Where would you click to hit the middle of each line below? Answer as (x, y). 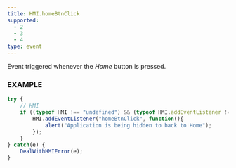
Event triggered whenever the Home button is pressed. (87, 66)
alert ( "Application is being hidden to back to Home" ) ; (128, 125)
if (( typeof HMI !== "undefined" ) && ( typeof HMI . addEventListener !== (127, 112)
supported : (23, 20)
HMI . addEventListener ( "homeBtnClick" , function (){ (108, 119)
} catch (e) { (26, 145)
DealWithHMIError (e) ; (51, 152)
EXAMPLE (25, 84)
